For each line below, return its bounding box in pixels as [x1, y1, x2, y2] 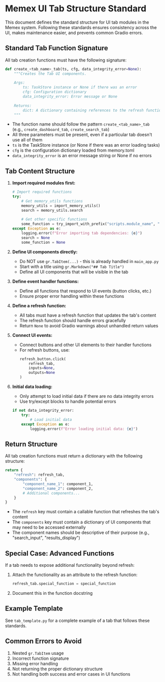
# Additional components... [23, 490, 80, 495]
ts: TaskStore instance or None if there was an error [23, 85, 137, 90]
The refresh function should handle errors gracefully [19, 317, 126, 323]
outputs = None [28, 370, 55, 375]
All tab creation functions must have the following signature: [5, 57, 127, 63]
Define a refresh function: [12, 302, 66, 308]
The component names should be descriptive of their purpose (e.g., [12, 530, 150, 536]
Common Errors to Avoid [5, 637, 82, 646]
